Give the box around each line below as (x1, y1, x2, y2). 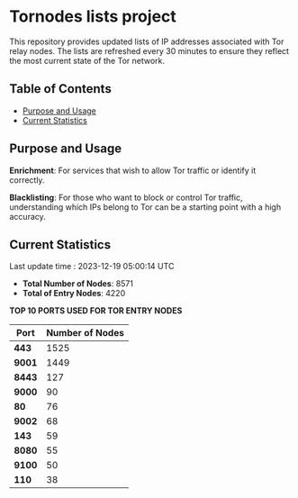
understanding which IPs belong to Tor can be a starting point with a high (9, 201, 282, 213)
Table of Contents (9, 81, 113, 96)
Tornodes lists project (9, 6, 177, 27)
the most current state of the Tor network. (9, 55, 165, 66)
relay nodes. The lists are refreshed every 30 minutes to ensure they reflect (9, 45, 290, 56)
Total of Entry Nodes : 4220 (22, 288, 126, 299)
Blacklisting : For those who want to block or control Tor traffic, (9, 192, 243, 203)
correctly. (9, 174, 45, 186)
